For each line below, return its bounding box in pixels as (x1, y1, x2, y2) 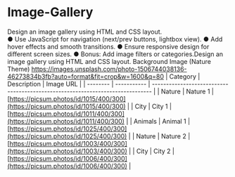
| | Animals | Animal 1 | (126, 117, 191, 125)
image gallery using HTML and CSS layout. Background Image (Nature (7, 57, 211, 65)
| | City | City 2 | (129, 147, 174, 155)
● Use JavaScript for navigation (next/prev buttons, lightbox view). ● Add (7, 34, 223, 43)
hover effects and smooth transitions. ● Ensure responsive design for (7, 42, 210, 51)
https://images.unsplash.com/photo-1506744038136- (31, 65, 188, 73)
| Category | (165, 72, 201, 81)
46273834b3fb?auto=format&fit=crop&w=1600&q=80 (7, 72, 164, 81)
